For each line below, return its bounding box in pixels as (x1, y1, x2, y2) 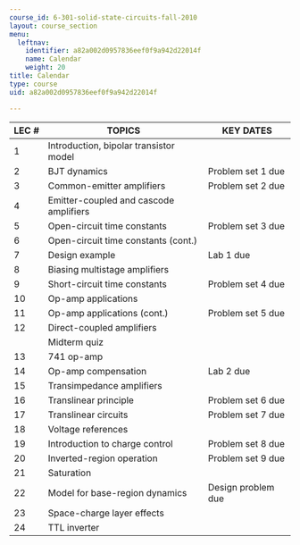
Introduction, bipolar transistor (47, 139, 176, 152)
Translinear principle (47, 394, 134, 407)
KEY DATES (221, 124, 272, 137)
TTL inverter (47, 521, 100, 533)
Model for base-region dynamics (47, 486, 187, 499)
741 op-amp (47, 350, 104, 363)
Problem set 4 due (207, 278, 286, 290)
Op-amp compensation (47, 365, 147, 377)
